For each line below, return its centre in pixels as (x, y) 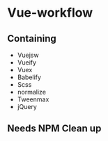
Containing (32, 39)
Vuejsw (28, 55)
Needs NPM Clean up (54, 129)
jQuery (27, 107)
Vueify (27, 63)
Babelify (29, 77)
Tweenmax (33, 99)
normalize (32, 92)
